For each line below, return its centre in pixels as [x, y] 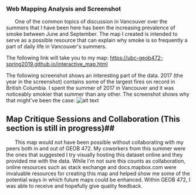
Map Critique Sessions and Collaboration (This [93, 119]
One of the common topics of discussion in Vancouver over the [91, 22]
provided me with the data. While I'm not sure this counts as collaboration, [96, 161]
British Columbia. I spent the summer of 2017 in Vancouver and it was [90, 88]
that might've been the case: [40, 100]
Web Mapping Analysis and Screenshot [64, 9]
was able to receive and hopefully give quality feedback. [74, 186]
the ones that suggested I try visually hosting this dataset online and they [94, 155]
